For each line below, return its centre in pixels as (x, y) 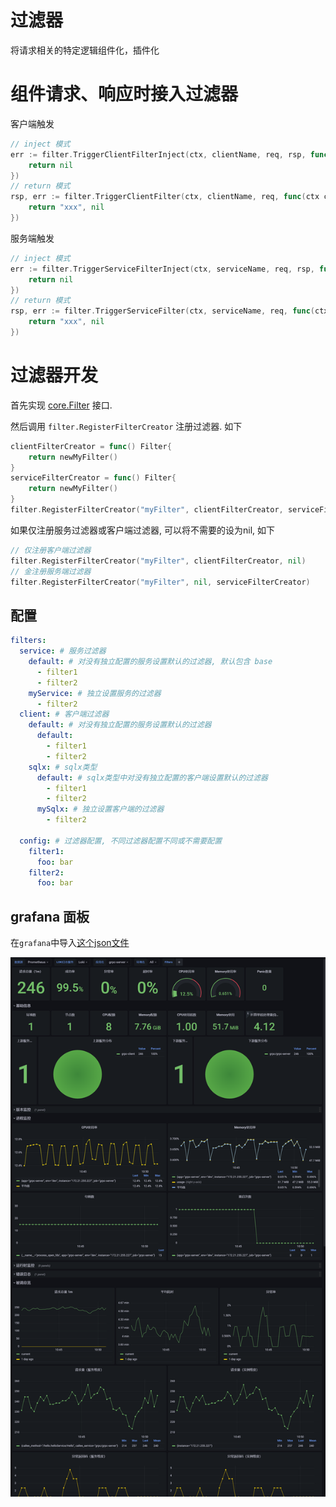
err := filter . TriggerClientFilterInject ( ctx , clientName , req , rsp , (158, 154)
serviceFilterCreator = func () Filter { (93, 478)
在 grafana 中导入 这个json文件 (70, 943)
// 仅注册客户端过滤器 (51, 550)
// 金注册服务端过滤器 (51, 571)
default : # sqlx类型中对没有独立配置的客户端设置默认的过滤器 (152, 777)
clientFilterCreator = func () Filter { (91, 446)
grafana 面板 (50, 916)
